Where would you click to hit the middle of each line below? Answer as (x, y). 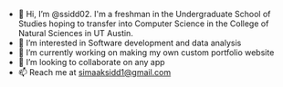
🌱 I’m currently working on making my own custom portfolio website (146, 53)
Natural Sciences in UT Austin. (76, 33)
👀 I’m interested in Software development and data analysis (130, 43)
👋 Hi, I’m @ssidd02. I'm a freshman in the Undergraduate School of (144, 14)
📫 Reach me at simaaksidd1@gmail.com (94, 72)
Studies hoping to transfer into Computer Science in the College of (143, 24)
